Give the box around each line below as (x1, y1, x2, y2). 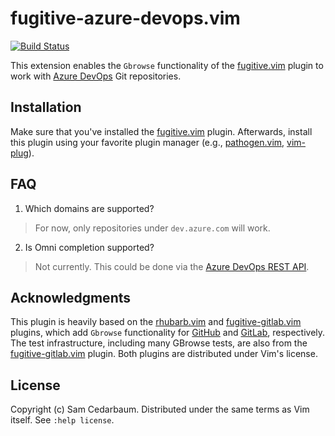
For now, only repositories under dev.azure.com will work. (34, 222, 271, 234)
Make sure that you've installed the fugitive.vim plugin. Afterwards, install (10, 125, 313, 137)
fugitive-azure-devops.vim (10, 7, 241, 30)
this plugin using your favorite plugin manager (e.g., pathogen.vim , (10, 136, 285, 148)
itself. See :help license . (10, 414, 115, 426)
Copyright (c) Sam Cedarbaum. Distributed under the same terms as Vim (10, 403, 310, 416)
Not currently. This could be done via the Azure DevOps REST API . (34, 260, 310, 272)
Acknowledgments (10, 289, 132, 306)
